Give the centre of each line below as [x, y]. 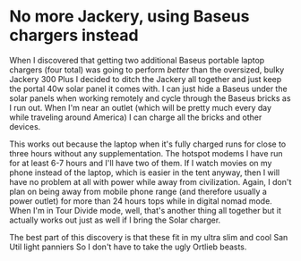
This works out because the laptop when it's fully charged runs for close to [148, 144]
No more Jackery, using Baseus [129, 17]
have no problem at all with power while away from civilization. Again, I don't [150, 181]
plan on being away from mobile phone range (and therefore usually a [138, 191]
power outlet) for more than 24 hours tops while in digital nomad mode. [141, 201]
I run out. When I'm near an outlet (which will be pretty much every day [140, 107]
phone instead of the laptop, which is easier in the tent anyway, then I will [145, 173]
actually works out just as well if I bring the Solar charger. [115, 220]
